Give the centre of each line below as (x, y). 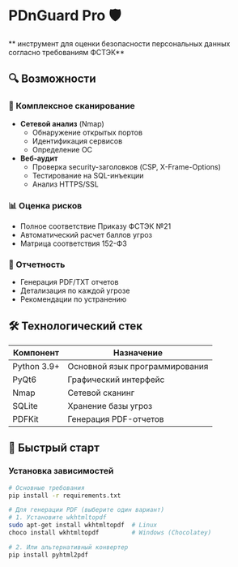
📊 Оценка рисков (45, 205)
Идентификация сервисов (77, 141)
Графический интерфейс (116, 380)
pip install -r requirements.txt (65, 496)
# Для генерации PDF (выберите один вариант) (86, 510)
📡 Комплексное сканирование (72, 106)
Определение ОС (62, 149)
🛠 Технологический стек (76, 326)
